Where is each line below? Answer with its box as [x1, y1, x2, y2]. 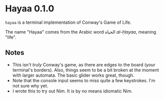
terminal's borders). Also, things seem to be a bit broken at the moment [12, 67, 159, 73]
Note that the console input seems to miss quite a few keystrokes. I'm [12, 77, 156, 83]
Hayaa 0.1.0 [5, 3, 54, 14]
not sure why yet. [12, 83, 48, 89]
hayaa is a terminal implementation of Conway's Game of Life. [5, 19, 132, 25]
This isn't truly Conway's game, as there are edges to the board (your [12, 61, 156, 67]
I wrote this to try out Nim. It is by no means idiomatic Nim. [12, 88, 133, 94]
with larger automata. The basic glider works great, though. [12, 72, 135, 78]
